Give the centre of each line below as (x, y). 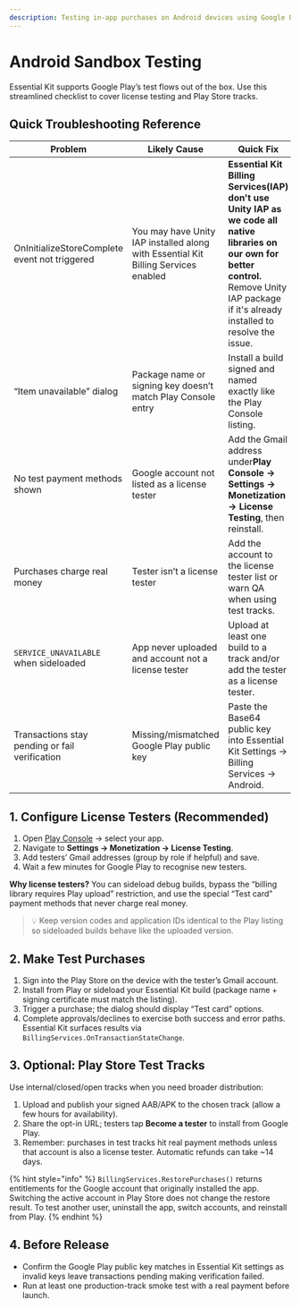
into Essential (256, 741)
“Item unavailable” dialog (66, 392)
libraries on (253, 242)
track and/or (254, 658)
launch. (36, 1295)
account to (251, 555)
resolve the (251, 332)
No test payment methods (68, 479)
